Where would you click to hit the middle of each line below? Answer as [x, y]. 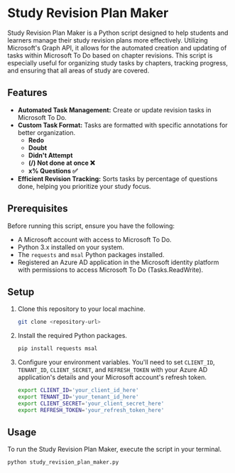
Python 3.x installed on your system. [71, 247]
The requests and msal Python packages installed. [91, 254]
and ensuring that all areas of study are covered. [78, 70]
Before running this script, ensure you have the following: [91, 226]
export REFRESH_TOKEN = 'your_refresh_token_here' [91, 410]
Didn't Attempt [50, 155]
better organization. [47, 132]
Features [27, 93]
